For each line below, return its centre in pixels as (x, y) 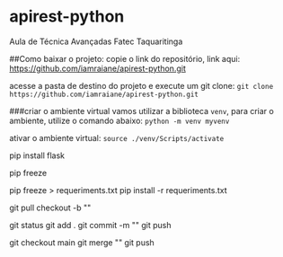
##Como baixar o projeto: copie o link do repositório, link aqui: (125, 58)
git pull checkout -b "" (50, 208)
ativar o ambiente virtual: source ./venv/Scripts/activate (117, 137)
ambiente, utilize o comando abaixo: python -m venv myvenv (119, 120)
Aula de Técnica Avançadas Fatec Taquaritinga (96, 41)
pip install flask (37, 155)
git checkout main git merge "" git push (82, 242)
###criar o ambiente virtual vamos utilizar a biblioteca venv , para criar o (141, 111)
